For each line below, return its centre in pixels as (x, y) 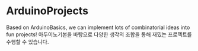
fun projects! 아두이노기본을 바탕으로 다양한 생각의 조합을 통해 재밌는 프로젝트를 (99, 34)
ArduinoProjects (47, 11)
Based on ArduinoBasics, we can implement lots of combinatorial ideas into (98, 27)
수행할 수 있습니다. (28, 42)
